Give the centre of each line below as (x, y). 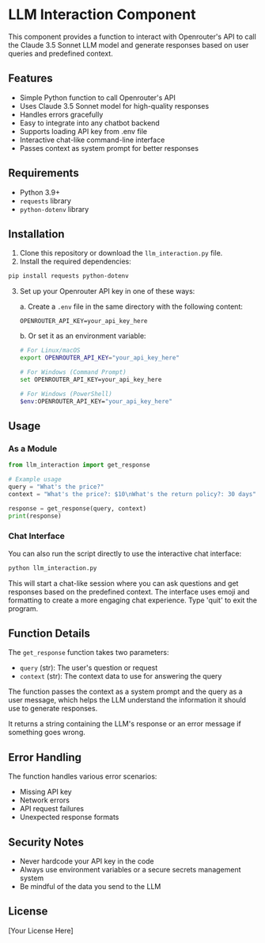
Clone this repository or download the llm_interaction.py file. (121, 253)
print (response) (35, 516)
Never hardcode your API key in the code (87, 861)
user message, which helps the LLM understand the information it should (127, 700)
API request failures (52, 809)
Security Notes (46, 842)
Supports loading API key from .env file (83, 131)
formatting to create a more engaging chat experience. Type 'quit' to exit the (132, 600)
